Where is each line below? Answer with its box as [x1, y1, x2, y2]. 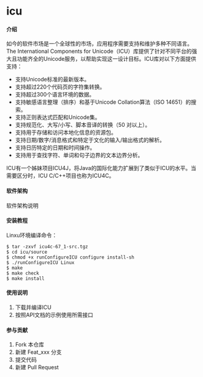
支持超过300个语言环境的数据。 [15, 91, 95, 98]
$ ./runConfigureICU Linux [6, 259, 75, 265]
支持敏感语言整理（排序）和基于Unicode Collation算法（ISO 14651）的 [15, 98, 191, 106]
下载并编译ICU [15, 304, 52, 311]
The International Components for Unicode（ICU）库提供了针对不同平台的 [6, 47, 192, 55]
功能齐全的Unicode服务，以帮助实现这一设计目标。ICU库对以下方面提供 [16, 55, 196, 63]
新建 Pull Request [15, 364, 59, 371]
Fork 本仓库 [15, 341, 44, 348]
